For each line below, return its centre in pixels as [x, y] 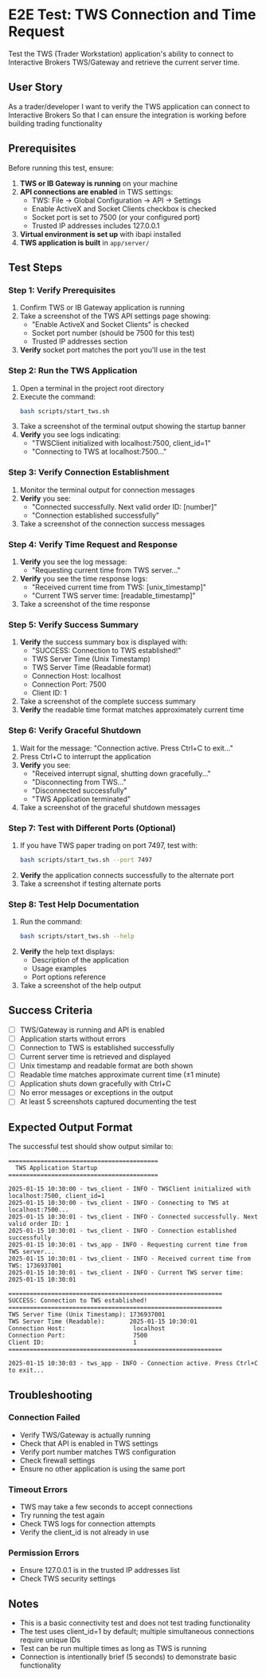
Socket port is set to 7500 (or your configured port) [116, 217]
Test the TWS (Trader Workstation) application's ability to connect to [121, 53]
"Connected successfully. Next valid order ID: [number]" [124, 506]
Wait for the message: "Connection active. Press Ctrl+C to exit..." [126, 748]
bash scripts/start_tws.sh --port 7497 [86, 860]
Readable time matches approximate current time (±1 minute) [120, 1075]
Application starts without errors [72, 1038]
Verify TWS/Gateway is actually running [85, 1435]
